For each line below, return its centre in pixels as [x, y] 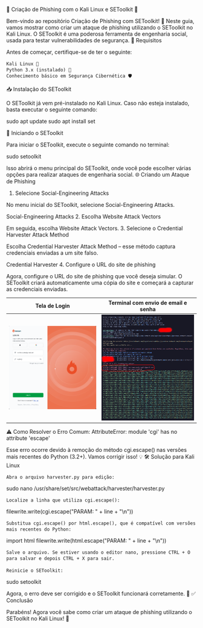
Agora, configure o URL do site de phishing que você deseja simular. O [94, 276]
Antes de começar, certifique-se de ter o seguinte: [69, 52]
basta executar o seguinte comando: [52, 110]
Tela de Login [53, 306]
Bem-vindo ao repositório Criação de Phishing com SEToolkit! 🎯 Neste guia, [100, 21]
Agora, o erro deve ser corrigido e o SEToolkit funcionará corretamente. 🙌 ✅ [101, 594]
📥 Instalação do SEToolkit [39, 89]
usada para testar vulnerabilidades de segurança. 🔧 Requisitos [84, 40]
